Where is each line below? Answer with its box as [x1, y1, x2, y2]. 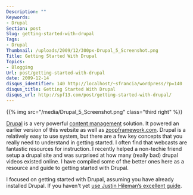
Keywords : [6, 14, 31, 20]
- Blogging [6, 64, 33, 70]
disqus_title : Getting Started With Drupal [6, 86, 116, 92]
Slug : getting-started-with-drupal [6, 31, 95, 37]
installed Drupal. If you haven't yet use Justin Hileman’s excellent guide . [6, 182, 182, 189]
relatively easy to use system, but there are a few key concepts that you [6, 132, 183, 140]
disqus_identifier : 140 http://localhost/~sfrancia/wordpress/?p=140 [6, 81, 183, 87]
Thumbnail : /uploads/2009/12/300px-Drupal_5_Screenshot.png [6, 48, 159, 54]
